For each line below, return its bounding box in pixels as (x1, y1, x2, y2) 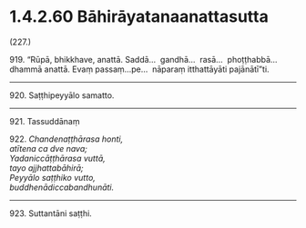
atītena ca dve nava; (9, 143, 88, 154)
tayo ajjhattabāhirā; (9, 162, 84, 173)
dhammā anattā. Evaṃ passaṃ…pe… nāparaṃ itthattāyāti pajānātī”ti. (9, 64, 270, 74)
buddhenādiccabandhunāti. (9, 182, 115, 193)
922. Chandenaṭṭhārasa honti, (9, 134, 124, 144)
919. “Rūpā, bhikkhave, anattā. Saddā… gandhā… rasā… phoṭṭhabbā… (9, 54, 278, 64)
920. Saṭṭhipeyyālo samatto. (9, 89, 115, 101)
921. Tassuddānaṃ (9, 115, 80, 126)
